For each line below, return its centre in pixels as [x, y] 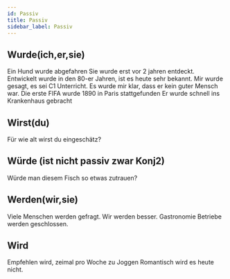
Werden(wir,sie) [43, 200]
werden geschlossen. [38, 223]
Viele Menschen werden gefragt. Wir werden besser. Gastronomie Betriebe [114, 217]
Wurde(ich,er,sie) [46, 54]
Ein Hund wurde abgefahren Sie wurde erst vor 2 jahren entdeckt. [101, 71]
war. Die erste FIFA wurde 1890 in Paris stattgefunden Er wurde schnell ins [114, 94]
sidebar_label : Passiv [40, 26]
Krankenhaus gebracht [40, 101]
